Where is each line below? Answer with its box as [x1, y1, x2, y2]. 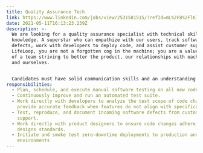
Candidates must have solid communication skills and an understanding [11, 76, 196, 82]
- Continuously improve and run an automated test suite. [11, 93, 161, 99]
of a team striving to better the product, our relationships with [11, 54, 185, 60]
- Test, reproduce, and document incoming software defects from [11, 109, 180, 116]
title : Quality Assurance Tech [6, 8, 85, 15]
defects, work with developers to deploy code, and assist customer [11, 43, 188, 49]
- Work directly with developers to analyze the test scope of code [11, 98, 188, 105]
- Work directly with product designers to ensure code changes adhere [11, 120, 196, 127]
